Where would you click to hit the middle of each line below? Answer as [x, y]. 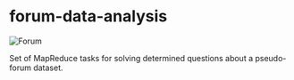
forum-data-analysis [88, 16]
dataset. [48, 68]
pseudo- [270, 58]
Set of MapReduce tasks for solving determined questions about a [131, 58]
